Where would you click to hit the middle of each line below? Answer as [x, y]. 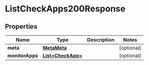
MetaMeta [55, 48]
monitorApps [23, 56]
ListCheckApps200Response [65, 9]
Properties [21, 27]
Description [101, 40]
